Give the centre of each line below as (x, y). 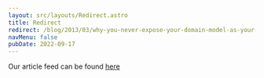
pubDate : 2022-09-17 (42, 44)
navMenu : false (33, 37)
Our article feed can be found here (64, 66)
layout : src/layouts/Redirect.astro (68, 15)
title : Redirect (35, 23)
